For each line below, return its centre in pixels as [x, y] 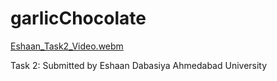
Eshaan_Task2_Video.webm [67, 46]
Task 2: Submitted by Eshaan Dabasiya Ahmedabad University [139, 65]
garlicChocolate [78, 18]
